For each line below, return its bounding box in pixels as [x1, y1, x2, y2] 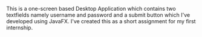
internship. [6, 24, 33, 31]
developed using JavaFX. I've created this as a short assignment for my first [6, 18, 196, 24]
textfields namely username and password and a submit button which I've [6, 11, 191, 18]
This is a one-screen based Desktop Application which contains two [6, 5, 177, 12]
